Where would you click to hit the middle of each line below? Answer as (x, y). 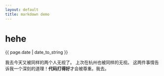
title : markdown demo (27, 14)
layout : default (22, 10)
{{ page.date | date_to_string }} (37, 52)
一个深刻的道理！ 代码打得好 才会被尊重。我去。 (61, 69)
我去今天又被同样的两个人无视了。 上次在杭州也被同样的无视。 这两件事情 (80, 63)
